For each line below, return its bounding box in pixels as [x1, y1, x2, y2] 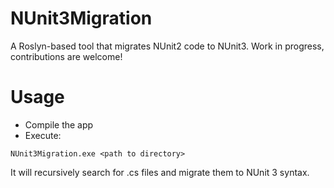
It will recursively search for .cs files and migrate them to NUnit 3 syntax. [10, 166, 310, 178]
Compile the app [24, 118, 94, 131]
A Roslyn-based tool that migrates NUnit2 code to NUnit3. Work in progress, [10, 40, 325, 52]
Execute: [24, 129, 62, 141]
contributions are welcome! [10, 50, 123, 62]
